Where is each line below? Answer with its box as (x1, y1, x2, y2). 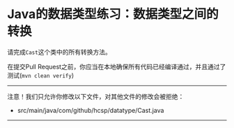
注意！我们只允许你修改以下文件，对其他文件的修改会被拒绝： (7, 92, 185, 100)
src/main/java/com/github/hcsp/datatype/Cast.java (17, 106, 164, 114)
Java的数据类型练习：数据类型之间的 (7, 6, 219, 22)
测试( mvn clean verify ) (7, 71, 75, 80)
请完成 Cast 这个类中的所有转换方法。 (7, 48, 111, 56)
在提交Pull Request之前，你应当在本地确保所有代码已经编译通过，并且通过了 (7, 62, 226, 71)
